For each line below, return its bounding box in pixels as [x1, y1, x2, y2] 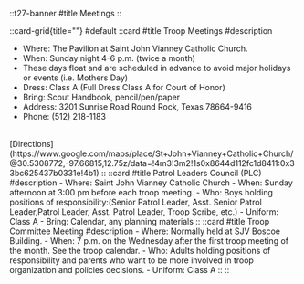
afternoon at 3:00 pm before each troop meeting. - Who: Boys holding [9, 187, 274, 197]
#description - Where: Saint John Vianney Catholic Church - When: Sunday [9, 177, 294, 188]
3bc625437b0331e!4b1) [9, 168, 100, 178]
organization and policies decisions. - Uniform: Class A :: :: [9, 265, 230, 275]
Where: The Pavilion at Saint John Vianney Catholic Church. [22, 43, 248, 54]
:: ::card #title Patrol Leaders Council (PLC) [100, 168, 262, 178]
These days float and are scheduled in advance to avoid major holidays [22, 63, 291, 73]
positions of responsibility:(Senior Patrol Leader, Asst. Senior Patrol [9, 196, 262, 207]
